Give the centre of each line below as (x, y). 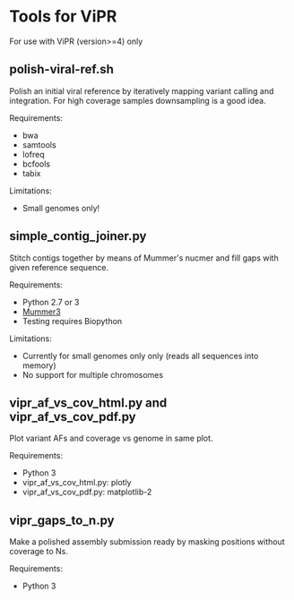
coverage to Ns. (39, 552)
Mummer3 (41, 312)
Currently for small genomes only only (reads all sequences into (140, 356)
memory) (39, 365)
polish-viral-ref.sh (61, 69)
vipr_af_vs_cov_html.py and (88, 403)
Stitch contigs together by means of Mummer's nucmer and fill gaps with (144, 258)
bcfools (36, 164)
